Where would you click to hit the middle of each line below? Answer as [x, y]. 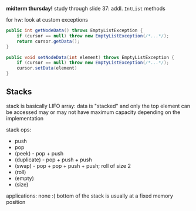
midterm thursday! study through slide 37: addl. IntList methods [86, 8]
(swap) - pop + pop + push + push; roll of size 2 [72, 165]
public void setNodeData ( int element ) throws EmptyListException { [90, 57]
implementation [25, 118]
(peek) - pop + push [39, 153]
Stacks [19, 92]
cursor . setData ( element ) [47, 68]
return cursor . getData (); [48, 41]
